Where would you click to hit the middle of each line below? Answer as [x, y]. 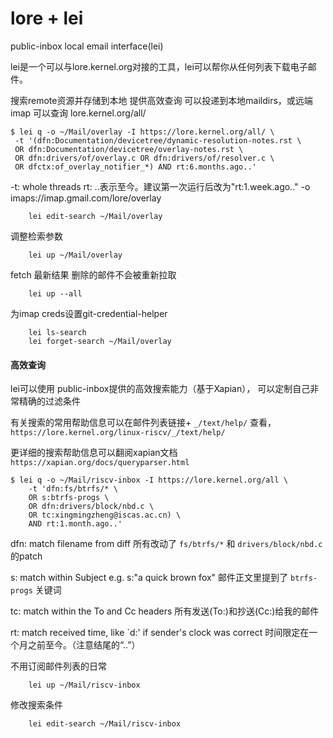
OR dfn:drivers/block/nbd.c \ [91, 507]
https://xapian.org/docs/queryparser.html [100, 463]
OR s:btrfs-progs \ [69, 498]
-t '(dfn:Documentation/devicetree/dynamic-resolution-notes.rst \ [158, 140]
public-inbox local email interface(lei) [87, 46]
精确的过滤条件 [49, 401]
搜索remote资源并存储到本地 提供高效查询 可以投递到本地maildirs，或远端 [161, 100]
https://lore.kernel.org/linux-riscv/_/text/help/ [118, 433]
